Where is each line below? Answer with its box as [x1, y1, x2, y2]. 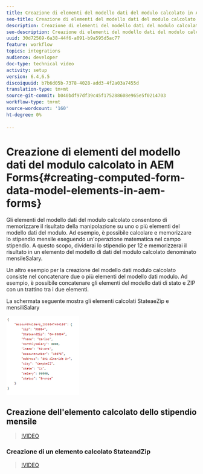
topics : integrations [6, 48, 61, 54]
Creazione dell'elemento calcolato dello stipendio [6, 407, 197, 417]
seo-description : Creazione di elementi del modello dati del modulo [6, 29, 185, 35]
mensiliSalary [6, 304, 40, 311]
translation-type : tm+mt [6, 86, 69, 93]
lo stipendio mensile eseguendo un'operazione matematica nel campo [6, 236, 181, 243]
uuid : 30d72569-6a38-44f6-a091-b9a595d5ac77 [6, 35, 120, 42]
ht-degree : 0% [6, 112, 42, 118]
